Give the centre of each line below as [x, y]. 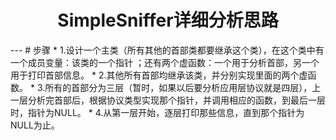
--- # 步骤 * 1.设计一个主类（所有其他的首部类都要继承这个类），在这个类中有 [167, 50]
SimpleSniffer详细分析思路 [168, 20]
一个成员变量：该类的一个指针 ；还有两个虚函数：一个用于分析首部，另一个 [165, 62]
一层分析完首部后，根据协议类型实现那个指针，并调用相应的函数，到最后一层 [168, 100]
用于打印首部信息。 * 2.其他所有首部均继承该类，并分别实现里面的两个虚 [159, 75]
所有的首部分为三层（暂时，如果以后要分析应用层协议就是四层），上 [183, 87]
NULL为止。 [35, 125]
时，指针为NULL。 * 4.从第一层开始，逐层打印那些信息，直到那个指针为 [157, 112]
